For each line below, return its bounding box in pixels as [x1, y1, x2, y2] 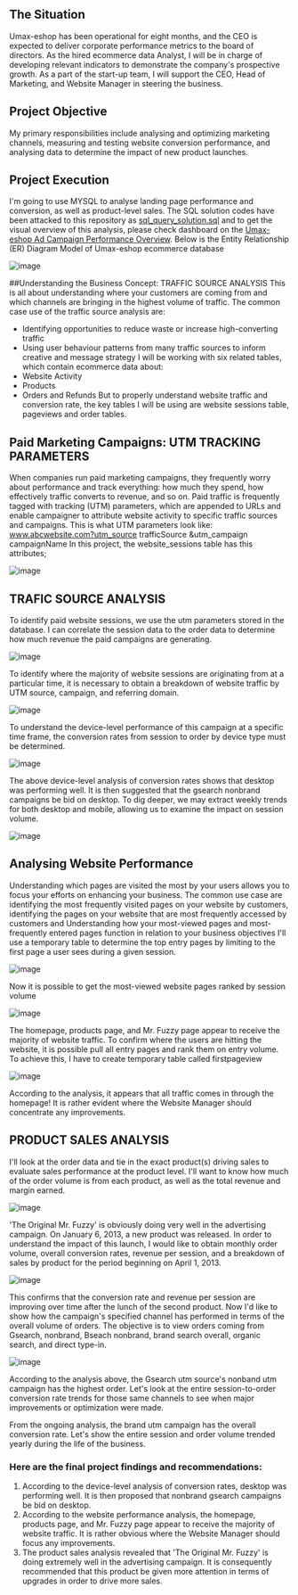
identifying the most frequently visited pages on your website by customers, [9, 899, 289, 909]
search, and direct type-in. [9, 1339, 107, 1350]
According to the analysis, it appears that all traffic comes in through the [9, 1088, 274, 1098]
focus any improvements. [21, 1537, 116, 1548]
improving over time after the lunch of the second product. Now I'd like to [9, 1301, 278, 1311]
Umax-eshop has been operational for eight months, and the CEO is [9, 30, 258, 41]
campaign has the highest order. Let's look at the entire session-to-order [9, 1383, 276, 1394]
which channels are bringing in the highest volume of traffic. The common [9, 297, 280, 308]
